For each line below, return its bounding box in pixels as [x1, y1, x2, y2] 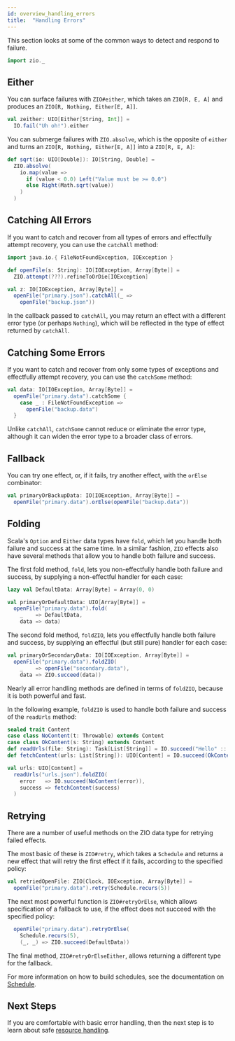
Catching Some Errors [7, 347, 106, 358]
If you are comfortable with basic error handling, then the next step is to [7, 1019, 215, 1027]
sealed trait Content [7, 726, 71, 733]
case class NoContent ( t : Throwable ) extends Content [7, 732, 164, 739]
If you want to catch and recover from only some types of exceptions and [7, 365, 219, 373]
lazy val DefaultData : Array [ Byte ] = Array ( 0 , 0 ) [7, 586, 155, 593]
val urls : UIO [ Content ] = [7, 764, 83, 771]
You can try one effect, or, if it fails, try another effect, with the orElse [7, 471, 208, 480]
